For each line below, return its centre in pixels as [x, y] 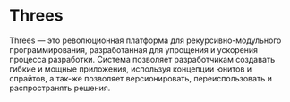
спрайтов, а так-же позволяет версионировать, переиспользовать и [141, 78]
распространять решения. [60, 88]
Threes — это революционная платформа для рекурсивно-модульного [145, 40]
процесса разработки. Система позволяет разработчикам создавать [142, 59]
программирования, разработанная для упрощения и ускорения [133, 49]
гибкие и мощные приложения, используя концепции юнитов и [131, 69]
